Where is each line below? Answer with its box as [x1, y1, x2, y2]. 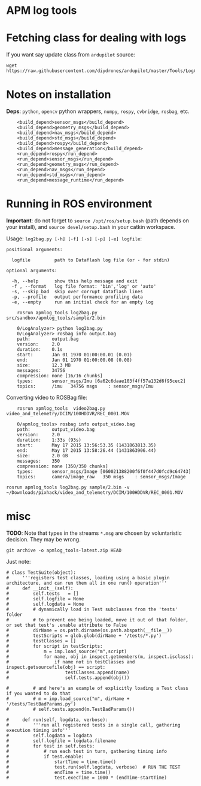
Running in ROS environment [6, 197, 153, 211]
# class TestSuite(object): [6, 569, 77, 576]
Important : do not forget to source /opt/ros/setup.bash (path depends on [6, 217, 190, 224]
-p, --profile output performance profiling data [11, 294, 144, 300]
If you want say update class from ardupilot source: [6, 51, 136, 58]
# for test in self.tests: [6, 743, 95, 749]
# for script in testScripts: [6, 643, 103, 649]
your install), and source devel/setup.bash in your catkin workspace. [6, 224, 175, 230]
